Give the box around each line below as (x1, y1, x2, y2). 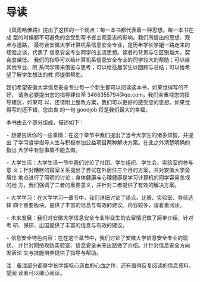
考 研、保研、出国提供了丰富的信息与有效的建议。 (6, 221, 128, 228)
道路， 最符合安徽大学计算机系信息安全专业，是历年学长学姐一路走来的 (16, 41, 190, 48)
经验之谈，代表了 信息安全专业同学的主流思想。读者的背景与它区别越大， (6, 48, 185, 55)
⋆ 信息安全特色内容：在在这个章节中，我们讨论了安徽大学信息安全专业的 (6, 234, 183, 241)
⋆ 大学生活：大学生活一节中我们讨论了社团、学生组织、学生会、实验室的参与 (6, 159, 193, 166)
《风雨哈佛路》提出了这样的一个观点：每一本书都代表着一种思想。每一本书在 (6, 26, 194, 33)
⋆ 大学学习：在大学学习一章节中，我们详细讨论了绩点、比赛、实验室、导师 (6, 194, 189, 201)
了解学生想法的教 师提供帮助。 (11, 71, 86, 78)
